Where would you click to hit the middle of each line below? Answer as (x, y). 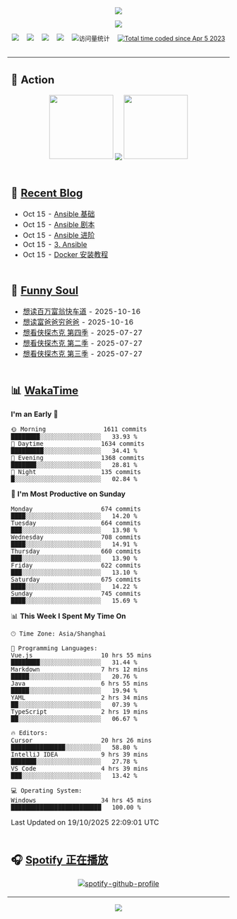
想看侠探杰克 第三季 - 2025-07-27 (83, 353)
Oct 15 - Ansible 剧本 (59, 225)
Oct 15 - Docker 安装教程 (66, 255)
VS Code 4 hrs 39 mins (79, 768)
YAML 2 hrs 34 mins (79, 698)
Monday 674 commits (76, 509)
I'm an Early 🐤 (35, 414)
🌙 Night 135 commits (76, 472)
